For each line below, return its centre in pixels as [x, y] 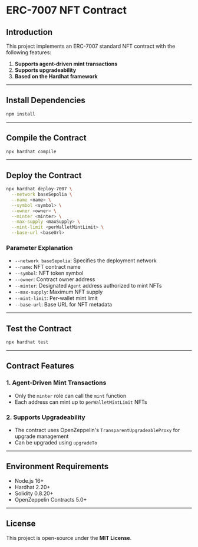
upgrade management [42, 436]
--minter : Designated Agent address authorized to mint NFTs [88, 286]
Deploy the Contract [44, 175]
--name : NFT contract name [47, 267]
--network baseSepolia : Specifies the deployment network [86, 261]
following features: [29, 52]
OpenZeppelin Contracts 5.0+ [51, 499]
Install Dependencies [46, 100]
